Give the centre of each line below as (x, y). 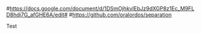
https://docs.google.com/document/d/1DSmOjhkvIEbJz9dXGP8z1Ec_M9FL (102, 8)
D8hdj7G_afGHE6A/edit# (37, 15)
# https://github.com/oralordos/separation (120, 15)
